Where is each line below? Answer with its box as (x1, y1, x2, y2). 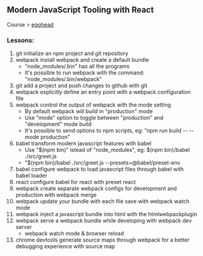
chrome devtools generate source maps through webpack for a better (15, 236, 190, 244)
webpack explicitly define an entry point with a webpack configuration (15, 88, 191, 96)
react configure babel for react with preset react (15, 179, 136, 186)
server (15, 223, 32, 231)
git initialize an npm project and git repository (15, 50, 129, 57)
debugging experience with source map (15, 243, 115, 250)
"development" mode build (24, 120, 92, 128)
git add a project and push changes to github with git (15, 82, 147, 90)
